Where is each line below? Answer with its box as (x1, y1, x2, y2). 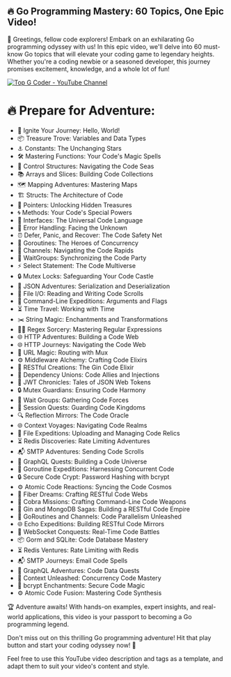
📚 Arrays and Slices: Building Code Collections (17, 170, 154, 178)
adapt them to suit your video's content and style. (7, 662, 150, 670)
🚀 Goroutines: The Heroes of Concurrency (17, 239, 139, 247)
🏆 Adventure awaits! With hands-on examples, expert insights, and (7, 602, 201, 611)
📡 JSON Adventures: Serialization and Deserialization (17, 282, 170, 290)
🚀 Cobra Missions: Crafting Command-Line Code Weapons (17, 497, 186, 505)
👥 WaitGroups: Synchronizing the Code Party (17, 253, 147, 262)
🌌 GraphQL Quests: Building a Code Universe (17, 457, 148, 466)
